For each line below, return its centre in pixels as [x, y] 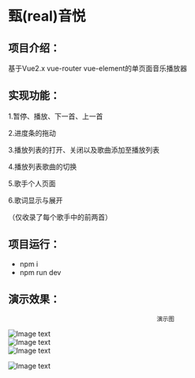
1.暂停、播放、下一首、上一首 [56, 116]
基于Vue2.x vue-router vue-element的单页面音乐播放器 [98, 68]
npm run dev [40, 272]
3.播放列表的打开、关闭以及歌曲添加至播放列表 [84, 149]
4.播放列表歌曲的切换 [43, 166]
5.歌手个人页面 [32, 183]
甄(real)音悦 [47, 16]
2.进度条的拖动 [32, 133]
